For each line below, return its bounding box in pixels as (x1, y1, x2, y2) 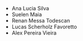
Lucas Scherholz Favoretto (11, 23, 78, 30)
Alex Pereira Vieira (11, 29, 57, 36)
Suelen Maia (11, 11, 42, 18)
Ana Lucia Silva (11, 5, 49, 12)
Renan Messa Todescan (11, 17, 71, 24)
